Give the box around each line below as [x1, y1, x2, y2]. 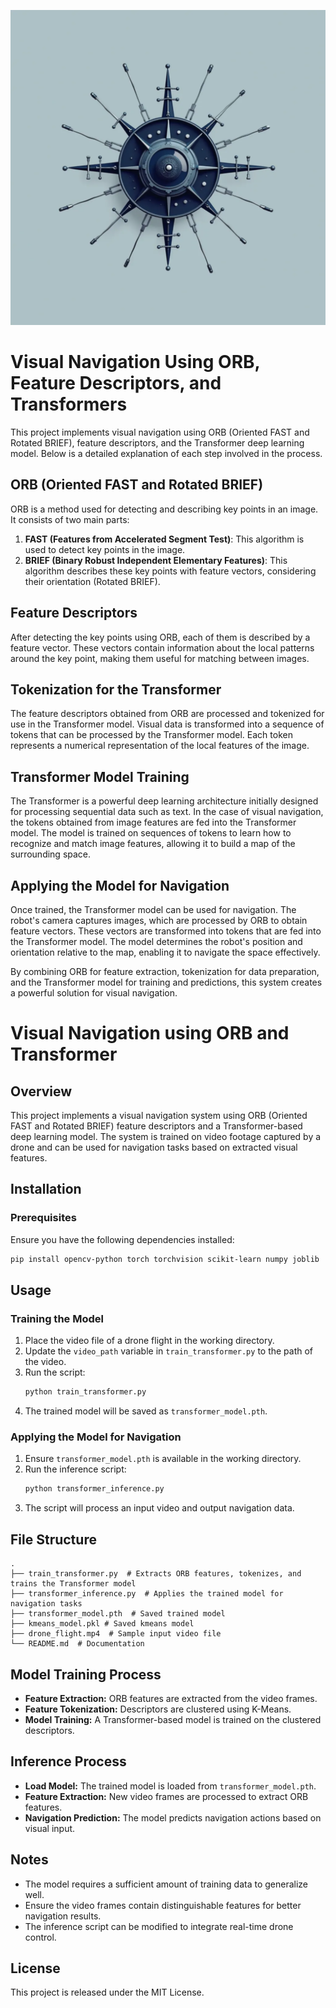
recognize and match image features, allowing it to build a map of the [10, 838, 296, 850]
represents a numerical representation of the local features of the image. [10, 740, 310, 752]
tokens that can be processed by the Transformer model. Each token [10, 729, 293, 741]
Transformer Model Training [10, 768, 190, 785]
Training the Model [10, 1311, 104, 1325]
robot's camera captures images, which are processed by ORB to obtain [10, 915, 308, 926]
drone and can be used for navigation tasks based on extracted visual [10, 1141, 298, 1153]
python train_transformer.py [24, 1387, 147, 1397]
